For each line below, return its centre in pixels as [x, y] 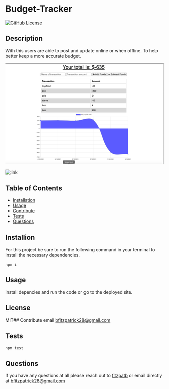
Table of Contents [34, 188]
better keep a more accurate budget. [43, 56]
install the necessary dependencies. [43, 255]
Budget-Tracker [39, 9]
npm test [14, 348]
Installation [24, 200]
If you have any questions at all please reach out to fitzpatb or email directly [84, 376]
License [18, 308]
